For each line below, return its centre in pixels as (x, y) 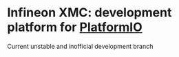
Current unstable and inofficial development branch (80, 46)
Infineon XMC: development (89, 13)
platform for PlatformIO (75, 27)
